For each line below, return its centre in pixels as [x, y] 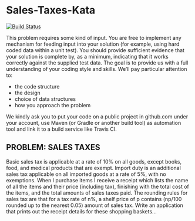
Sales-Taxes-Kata [51, 10]
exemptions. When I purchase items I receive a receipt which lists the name [97, 180]
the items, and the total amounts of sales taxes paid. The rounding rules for [97, 193]
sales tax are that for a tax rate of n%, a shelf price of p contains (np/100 [94, 199]
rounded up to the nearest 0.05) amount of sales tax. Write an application [95, 205]
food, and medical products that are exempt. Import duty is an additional [93, 168]
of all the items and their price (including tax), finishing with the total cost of [98, 186]
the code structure [37, 86]
